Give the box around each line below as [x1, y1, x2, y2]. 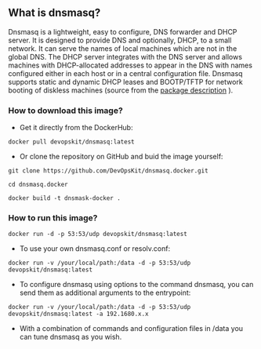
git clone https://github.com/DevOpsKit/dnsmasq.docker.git [8, 167, 209, 175]
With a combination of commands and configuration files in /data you [19, 324, 244, 333]
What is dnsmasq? [8, 6, 101, 20]
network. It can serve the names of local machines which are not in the [8, 43, 237, 53]
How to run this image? [8, 213, 98, 224]
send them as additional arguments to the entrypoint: [19, 288, 191, 297]
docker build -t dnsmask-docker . [8, 194, 121, 202]
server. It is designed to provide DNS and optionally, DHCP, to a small [8, 35, 232, 45]
